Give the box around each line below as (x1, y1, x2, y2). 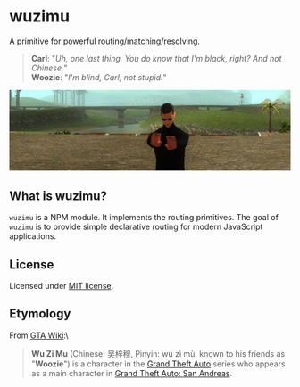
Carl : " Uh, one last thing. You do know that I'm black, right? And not (30, 53, 282, 63)
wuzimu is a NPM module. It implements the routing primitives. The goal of (9, 212, 279, 223)
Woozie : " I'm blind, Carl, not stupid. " (30, 71, 167, 82)
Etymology (9, 306, 71, 322)
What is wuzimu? (9, 188, 107, 203)
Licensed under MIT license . (9, 281, 114, 292)
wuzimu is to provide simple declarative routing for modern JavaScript (9, 221, 263, 233)
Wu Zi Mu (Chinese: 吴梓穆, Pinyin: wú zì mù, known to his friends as (30, 348, 286, 358)
